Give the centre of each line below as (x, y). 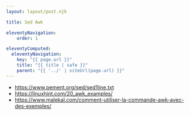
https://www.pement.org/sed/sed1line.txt (64, 87)
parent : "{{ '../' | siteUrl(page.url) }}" (71, 70)
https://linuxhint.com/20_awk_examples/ (64, 93)
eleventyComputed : (29, 49)
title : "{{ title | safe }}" (52, 65)
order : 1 (27, 38)
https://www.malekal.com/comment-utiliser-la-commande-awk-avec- (99, 100)
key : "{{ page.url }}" (44, 60)
